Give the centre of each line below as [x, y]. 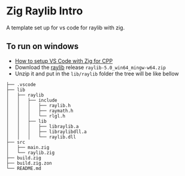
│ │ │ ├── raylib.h [38, 105]
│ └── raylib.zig [31, 153]
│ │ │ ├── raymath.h [40, 111]
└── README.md [24, 168]
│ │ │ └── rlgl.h [36, 116]
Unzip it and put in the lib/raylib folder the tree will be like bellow [97, 74]
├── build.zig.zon [29, 163]
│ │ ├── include [32, 100]
